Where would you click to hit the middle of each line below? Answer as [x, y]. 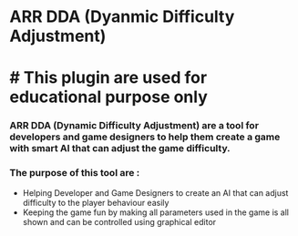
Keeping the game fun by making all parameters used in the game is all [156, 212]
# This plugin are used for [108, 78]
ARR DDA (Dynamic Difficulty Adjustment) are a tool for [134, 126]
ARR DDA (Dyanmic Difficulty [122, 17]
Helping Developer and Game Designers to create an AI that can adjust [155, 192]
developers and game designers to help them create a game [145, 137]
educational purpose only [108, 97]
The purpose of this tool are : [75, 173]
